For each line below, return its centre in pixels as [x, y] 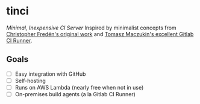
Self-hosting [30, 81]
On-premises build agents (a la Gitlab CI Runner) [75, 94]
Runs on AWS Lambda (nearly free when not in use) [79, 87]
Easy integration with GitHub [50, 74]
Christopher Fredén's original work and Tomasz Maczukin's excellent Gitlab [100, 34]
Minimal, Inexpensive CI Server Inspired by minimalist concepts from [91, 28]
